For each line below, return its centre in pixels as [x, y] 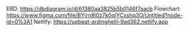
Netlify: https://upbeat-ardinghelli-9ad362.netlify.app [101, 22]
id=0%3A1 [19, 22]
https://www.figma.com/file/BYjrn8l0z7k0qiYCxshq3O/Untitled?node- [94, 15]
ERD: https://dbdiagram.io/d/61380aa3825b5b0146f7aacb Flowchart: [94, 9]
